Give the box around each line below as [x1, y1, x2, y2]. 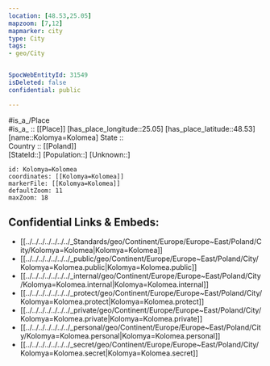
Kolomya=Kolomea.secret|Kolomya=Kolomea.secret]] [19, 348, 199, 358]
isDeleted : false [8, 78, 67, 86]
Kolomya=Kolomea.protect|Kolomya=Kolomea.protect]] [19, 297, 205, 307]
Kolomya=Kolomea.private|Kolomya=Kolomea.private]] [19, 314, 203, 324]
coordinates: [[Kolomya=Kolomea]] [8, 172, 125, 180]
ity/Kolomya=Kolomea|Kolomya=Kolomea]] [19, 246, 163, 255]
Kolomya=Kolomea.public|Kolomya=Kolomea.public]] [19, 263, 197, 272]
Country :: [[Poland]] [8, 141, 77, 150]
